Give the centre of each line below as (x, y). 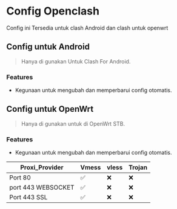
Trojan (138, 167)
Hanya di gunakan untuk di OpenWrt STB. (73, 124)
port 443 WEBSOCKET (42, 187)
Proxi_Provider (42, 167)
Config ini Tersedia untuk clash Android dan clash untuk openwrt (87, 28)
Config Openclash (53, 11)
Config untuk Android (48, 47)
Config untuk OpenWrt (50, 109)
